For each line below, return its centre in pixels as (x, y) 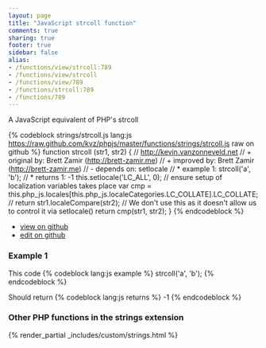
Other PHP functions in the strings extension (96, 318)
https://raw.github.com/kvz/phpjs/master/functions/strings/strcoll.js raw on (131, 143)
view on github (44, 227)
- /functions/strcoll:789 (51, 90)
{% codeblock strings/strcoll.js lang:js (70, 135)
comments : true (33, 30)
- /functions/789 (37, 97)
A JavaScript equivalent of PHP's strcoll (73, 119)
